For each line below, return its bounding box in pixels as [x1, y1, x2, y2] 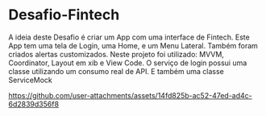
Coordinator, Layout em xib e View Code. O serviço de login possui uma [8, 58, 247, 68]
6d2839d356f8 [8, 99, 59, 109]
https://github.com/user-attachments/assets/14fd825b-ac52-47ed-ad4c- [8, 90, 252, 100]
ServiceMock [8, 75, 52, 85]
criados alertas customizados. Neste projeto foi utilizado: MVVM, [8, 49, 224, 59]
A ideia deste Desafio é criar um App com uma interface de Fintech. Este [8, 32, 250, 42]
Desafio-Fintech [8, 6, 120, 24]
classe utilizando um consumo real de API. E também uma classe [8, 66, 224, 76]
